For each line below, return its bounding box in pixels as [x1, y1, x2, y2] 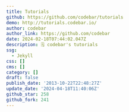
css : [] [6, 58, 26, 64]
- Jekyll [11, 53, 33, 59]
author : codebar [6, 25, 46, 31]
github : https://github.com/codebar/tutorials [6, 14, 124, 20]
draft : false [6, 75, 39, 81]
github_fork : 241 [6, 97, 49, 103]
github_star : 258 [6, 91, 49, 97]
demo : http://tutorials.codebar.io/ [6, 20, 97, 25]
